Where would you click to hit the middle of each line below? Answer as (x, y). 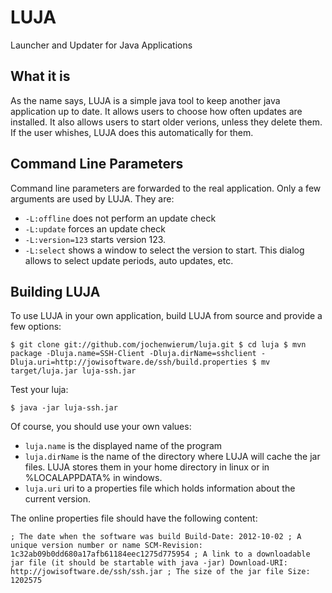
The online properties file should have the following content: (134, 518)
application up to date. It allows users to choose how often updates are (156, 111)
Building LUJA (55, 291)
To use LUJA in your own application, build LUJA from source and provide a (166, 316)
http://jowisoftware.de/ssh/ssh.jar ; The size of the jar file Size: (160, 572)
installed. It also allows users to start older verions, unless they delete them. (166, 122)
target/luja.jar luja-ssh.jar (73, 371)
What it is (40, 76)
